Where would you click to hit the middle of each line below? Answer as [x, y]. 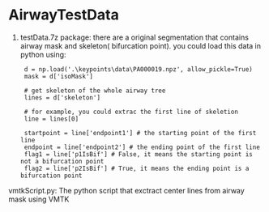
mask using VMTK [39, 199]
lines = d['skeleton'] [62, 98]
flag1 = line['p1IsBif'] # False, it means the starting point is [138, 154]
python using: [43, 54]
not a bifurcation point [62, 161]
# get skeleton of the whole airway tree [95, 91]
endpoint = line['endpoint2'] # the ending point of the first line [142, 147]
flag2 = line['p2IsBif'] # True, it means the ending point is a [137, 168]
